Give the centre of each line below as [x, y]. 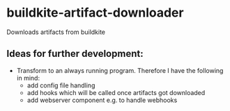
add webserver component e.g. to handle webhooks [102, 100]
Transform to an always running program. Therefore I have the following [120, 70]
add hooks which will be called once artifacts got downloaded [116, 92]
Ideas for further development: [75, 54]
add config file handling [61, 85]
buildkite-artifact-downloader [95, 13]
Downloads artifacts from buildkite [56, 32]
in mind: [28, 78]
